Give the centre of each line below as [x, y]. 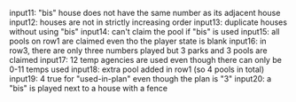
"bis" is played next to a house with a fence [89, 88]
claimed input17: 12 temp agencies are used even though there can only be [145, 60]
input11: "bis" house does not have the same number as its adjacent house [145, 13]
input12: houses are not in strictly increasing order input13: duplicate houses [148, 22]
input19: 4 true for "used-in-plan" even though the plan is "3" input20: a [140, 78]
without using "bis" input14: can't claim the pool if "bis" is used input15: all [144, 31]
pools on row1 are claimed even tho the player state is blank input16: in [138, 41]
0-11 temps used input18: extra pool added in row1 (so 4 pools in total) [137, 69]
